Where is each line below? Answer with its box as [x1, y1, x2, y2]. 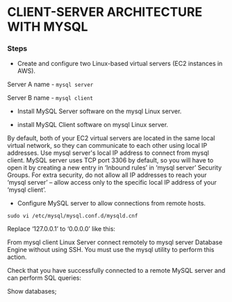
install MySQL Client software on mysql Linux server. [17, 121, 169, 129]
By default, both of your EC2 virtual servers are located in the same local [7, 134, 215, 142]
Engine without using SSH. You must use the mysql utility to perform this [7, 246, 215, 254]
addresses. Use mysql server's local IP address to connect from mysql [7, 149, 210, 157]
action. [7, 253, 27, 261]
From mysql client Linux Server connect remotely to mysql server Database [7, 238, 223, 246]
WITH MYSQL [7, 19, 88, 35]
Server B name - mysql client [7, 94, 94, 102]
